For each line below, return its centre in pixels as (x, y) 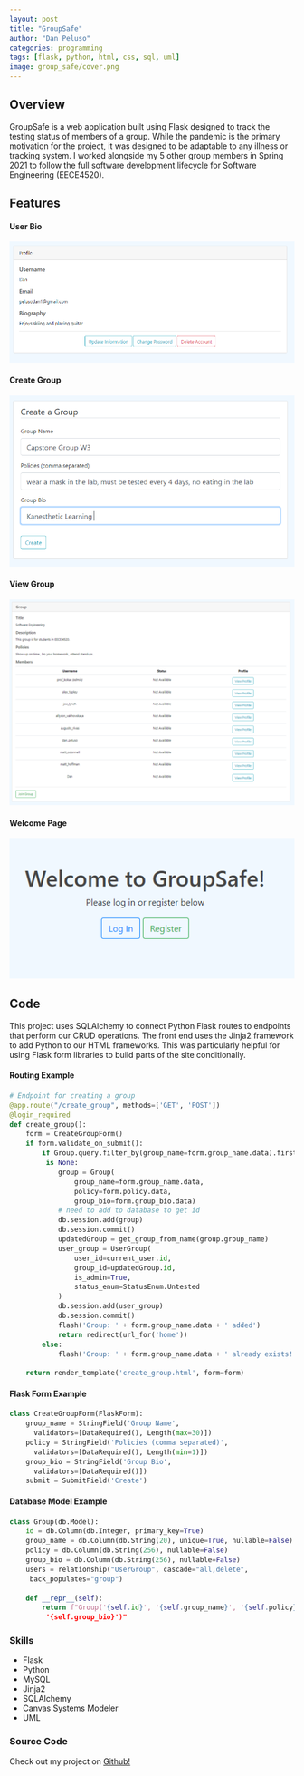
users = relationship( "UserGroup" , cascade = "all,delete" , (137, 1569)
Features (35, 204)
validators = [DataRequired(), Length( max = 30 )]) (123, 1433)
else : (52, 1344)
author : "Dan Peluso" (50, 38)
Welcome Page (38, 823)
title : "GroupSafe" (46, 29)
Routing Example (42, 1075)
